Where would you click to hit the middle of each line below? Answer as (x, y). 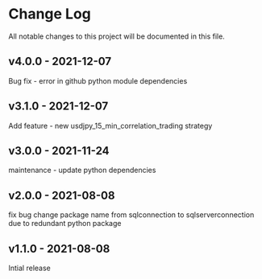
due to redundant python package (65, 224)
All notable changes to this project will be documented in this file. (117, 36)
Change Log (50, 14)
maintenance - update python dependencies (82, 170)
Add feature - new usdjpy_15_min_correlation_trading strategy (110, 125)
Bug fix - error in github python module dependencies (98, 80)
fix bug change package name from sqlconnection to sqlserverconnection (131, 215)
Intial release (29, 268)
